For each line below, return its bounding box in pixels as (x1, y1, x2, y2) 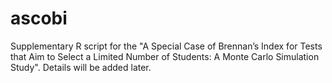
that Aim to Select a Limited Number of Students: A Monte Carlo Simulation (10, 50, 320, 62)
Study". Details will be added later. (10, 61, 152, 73)
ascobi (10, 7, 68, 30)
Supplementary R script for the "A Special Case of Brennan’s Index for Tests (10, 40, 323, 52)
